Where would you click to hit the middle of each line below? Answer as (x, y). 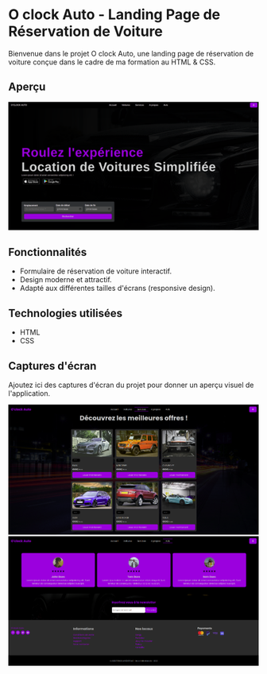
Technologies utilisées (66, 313)
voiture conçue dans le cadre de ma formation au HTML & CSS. (112, 62)
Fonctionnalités (48, 252)
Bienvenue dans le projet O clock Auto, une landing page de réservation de (131, 53)
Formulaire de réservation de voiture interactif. (96, 271)
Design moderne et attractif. (66, 280)
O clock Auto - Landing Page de (114, 15)
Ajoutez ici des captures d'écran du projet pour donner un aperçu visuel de (131, 385)
